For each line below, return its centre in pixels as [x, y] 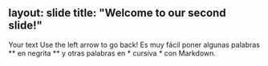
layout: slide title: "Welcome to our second [117, 13]
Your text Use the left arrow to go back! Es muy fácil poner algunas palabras [134, 45]
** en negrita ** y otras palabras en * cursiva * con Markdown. [112, 53]
